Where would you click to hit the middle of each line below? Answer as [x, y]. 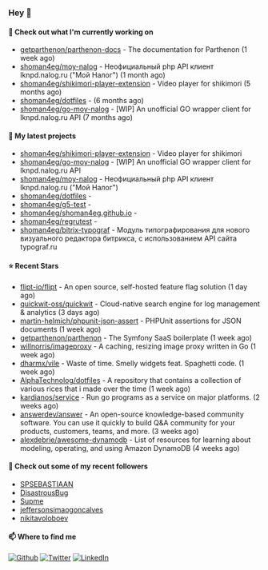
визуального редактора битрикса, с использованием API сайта [128, 238]
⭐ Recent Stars [34, 265]
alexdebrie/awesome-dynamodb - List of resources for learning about [135, 440]
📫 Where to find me [42, 537]
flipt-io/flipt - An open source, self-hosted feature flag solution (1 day [134, 286]
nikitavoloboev [44, 518]
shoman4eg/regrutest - [58, 221]
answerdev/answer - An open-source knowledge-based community [132, 414]
